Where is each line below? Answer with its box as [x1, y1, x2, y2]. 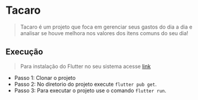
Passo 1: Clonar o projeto [14, 74, 76, 81]
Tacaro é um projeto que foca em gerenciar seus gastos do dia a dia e [20, 23, 193, 30]
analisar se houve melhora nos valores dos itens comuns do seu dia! [20, 29, 188, 36]
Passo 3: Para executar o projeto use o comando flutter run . [14, 87, 166, 94]
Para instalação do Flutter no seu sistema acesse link [20, 62, 151, 70]
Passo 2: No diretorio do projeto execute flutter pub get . [14, 80, 157, 87]
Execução [5, 47, 44, 57]
